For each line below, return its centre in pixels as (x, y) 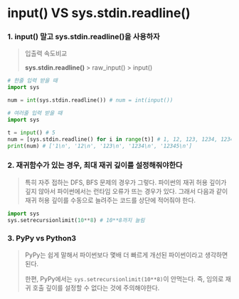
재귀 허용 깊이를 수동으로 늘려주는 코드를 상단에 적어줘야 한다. (110, 200)
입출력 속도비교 (46, 53)
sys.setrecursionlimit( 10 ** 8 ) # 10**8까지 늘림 (76, 220)
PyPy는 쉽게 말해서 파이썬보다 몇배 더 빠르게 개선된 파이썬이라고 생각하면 (126, 255)
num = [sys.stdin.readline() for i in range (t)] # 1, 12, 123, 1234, (113, 139)
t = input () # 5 (31, 132)
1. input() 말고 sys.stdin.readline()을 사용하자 (84, 37)
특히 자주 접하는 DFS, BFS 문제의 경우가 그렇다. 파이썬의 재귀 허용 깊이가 (126, 182)
